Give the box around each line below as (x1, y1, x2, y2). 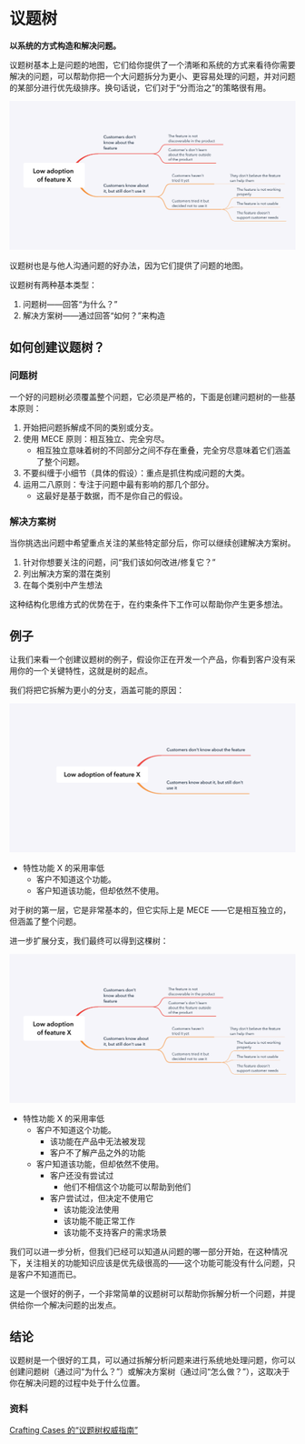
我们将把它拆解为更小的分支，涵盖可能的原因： (9, 685, 184, 696)
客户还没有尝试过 (49, 1170, 114, 1181)
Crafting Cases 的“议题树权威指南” (9, 1425, 139, 1436)
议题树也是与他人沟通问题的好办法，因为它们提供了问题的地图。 (9, 260, 248, 271)
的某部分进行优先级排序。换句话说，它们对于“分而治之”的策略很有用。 (9, 82, 271, 93)
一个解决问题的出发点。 (33, 1299, 121, 1310)
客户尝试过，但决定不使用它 (49, 1193, 154, 1204)
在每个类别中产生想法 (22, 579, 103, 591)
